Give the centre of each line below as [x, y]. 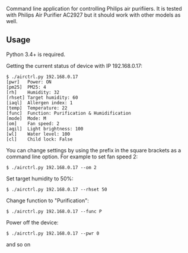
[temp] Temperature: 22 [37, 108]
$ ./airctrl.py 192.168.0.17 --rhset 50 [57, 189]
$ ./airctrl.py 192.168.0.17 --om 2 [51, 167]
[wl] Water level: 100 [38, 134]
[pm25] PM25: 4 [26, 87]
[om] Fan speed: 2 [33, 124]
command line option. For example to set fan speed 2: [72, 157]
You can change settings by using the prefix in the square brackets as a [94, 150]
